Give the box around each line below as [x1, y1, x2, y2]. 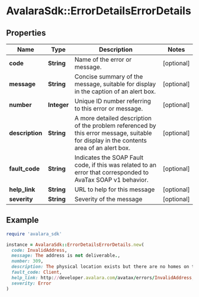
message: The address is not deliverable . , [11, 252, 120, 259]
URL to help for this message [74, 185, 155, 194]
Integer [47, 101, 69, 109]
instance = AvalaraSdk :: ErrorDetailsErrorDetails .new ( [6, 242, 145, 248]
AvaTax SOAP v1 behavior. [74, 176, 149, 184]
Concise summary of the [74, 72, 143, 81]
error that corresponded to [74, 168, 149, 176]
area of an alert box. [74, 144, 130, 152]
